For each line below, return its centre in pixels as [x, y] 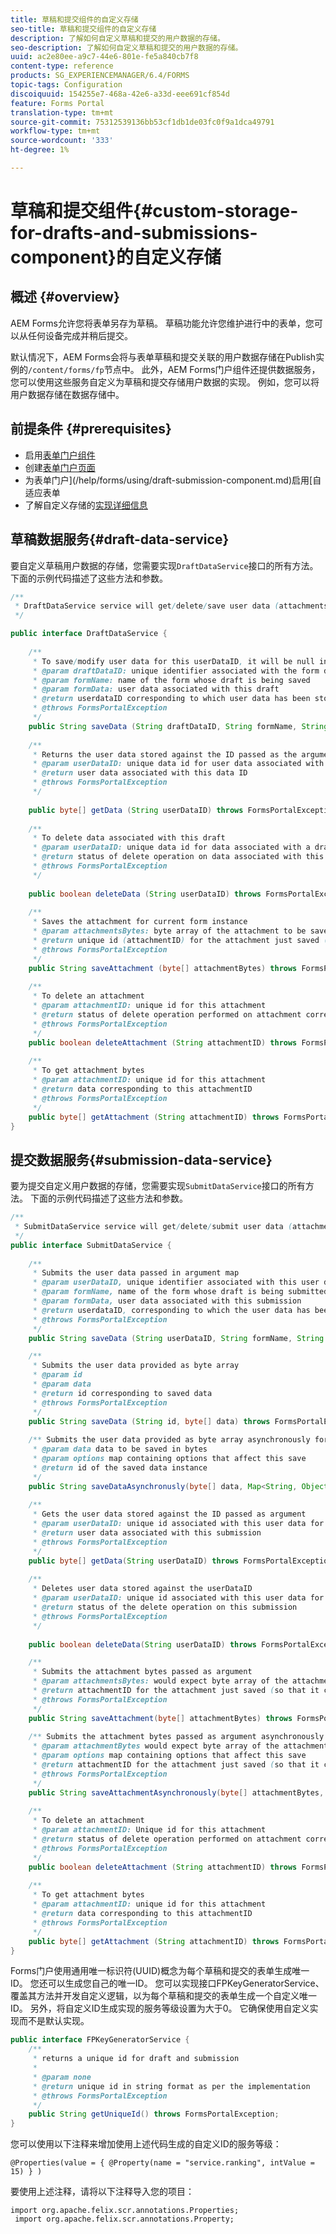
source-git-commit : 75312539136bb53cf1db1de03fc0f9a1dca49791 [142, 122]
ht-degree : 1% [40, 150]
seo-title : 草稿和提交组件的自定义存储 [83, 29]
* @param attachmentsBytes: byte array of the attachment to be [169, 931]
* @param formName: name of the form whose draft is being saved [171, 680]
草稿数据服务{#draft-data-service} [120, 539]
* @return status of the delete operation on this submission [165, 1607]
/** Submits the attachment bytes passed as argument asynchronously [176, 1737]
